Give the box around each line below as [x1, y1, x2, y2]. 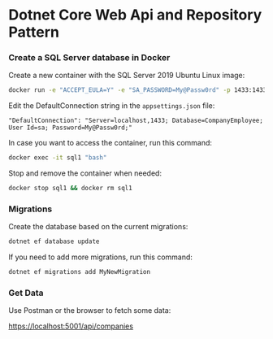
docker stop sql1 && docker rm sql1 [8, 185, 132, 193]
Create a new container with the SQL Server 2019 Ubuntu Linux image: [8, 71, 245, 80]
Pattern [8, 23, 59, 41]
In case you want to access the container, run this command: [8, 138, 213, 148]
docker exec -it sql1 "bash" [8, 154, 107, 162]
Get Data [8, 287, 44, 298]
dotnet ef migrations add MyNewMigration [8, 268, 151, 276]
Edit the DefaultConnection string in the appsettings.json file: [8, 101, 215, 111]
